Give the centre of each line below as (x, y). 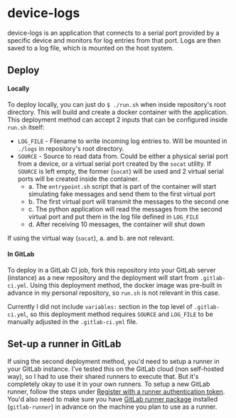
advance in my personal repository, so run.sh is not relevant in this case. (114, 293)
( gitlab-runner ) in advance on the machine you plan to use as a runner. (112, 407)
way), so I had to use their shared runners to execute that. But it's (103, 376)
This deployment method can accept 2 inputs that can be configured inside (118, 120)
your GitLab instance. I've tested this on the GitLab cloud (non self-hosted (116, 369)
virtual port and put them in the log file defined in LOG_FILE (113, 216)
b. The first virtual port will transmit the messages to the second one (128, 202)
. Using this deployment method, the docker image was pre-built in (124, 285)
